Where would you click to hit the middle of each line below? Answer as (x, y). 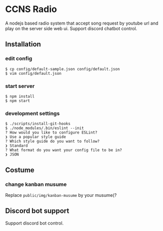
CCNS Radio (31, 9)
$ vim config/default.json (33, 73)
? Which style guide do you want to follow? (52, 142)
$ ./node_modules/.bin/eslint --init (45, 128)
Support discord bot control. (34, 223)
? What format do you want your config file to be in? (64, 150)
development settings (33, 113)
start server (20, 86)
